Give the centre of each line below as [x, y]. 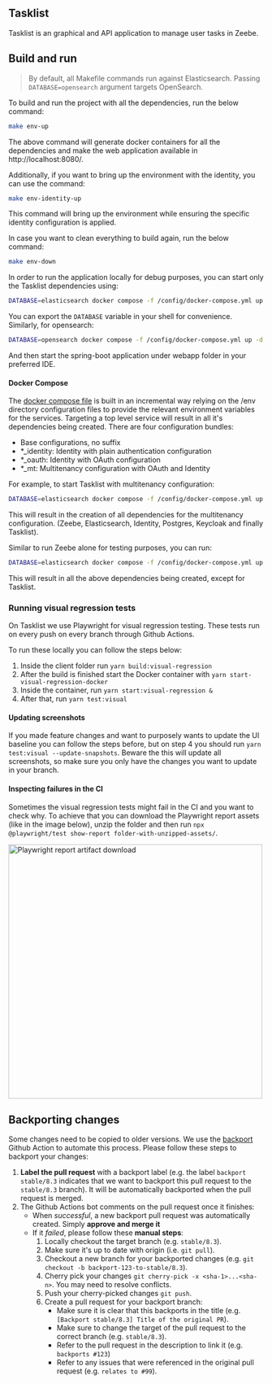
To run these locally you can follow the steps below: [95, 650]
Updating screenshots [47, 717]
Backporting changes [64, 1120]
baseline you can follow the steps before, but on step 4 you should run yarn [135, 744]
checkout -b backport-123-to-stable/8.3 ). [116, 1268]
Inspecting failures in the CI [56, 789]
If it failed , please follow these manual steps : [108, 1233]
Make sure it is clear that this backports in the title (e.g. [149, 1311]
